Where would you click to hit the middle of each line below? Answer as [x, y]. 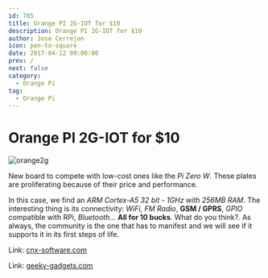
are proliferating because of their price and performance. [103, 185]
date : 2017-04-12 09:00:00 [54, 53]
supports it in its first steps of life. [64, 234]
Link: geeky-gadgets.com [51, 266]
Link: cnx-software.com [47, 250]
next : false [28, 68]
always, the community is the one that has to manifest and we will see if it [130, 226]
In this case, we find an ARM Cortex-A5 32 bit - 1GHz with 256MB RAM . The [134, 200]
